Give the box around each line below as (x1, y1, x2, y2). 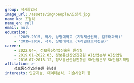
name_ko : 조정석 (5, 16, 35, 21)
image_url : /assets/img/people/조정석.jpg (5, 12, 90, 17)
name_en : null (5, 21, 34, 26)
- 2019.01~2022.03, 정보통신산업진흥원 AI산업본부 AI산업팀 (14, 52, 123, 58)
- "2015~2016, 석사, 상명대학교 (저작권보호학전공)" (14, 39, 108, 44)
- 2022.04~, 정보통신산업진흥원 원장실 (14, 48, 83, 53)
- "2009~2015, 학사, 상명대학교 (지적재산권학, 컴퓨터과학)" (14, 35, 123, 40)
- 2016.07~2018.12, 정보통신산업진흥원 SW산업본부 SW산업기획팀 (14, 57, 130, 62)
